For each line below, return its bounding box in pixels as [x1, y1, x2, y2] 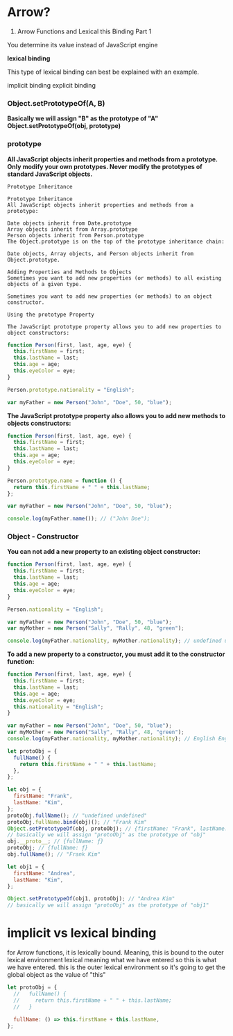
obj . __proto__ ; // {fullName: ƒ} [7, 838, 104, 845]
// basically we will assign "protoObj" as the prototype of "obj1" [7, 902, 209, 909]
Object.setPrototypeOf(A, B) [7, 98, 105, 108]
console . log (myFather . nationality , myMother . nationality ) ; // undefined [7, 637, 222, 644]
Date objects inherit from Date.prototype [7, 220, 132, 227]
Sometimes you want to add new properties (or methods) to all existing [7, 274, 222, 282]
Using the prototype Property [7, 311, 95, 318]
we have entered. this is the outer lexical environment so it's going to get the [7, 963, 225, 971]
